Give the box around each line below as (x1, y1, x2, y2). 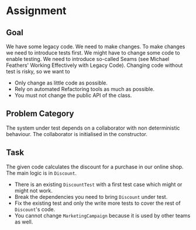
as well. (14, 218, 33, 225)
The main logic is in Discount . (6, 169, 77, 177)
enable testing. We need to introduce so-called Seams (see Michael (6, 56, 170, 62)
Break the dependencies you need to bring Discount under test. (14, 193, 168, 200)
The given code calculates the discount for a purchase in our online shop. (6, 163, 184, 170)
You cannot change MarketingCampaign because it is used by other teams (14, 212, 191, 219)
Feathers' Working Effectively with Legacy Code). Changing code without (6, 62, 183, 69)
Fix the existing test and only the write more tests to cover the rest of (14, 199, 181, 207)
